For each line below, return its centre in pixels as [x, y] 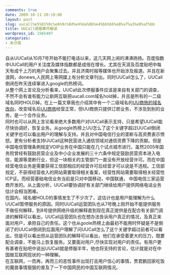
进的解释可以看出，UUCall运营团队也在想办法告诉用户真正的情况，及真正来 [83, 217]
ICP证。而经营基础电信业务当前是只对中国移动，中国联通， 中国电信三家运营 [85, 179]
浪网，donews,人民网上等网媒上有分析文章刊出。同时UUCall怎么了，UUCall [84, 77]
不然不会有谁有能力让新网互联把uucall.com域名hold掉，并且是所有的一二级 [83, 96]
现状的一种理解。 [45, 255]
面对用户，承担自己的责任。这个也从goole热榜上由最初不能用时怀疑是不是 [82, 223]
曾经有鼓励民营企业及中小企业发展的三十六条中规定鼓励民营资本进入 [85, 153]
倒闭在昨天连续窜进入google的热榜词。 [46, 83]
